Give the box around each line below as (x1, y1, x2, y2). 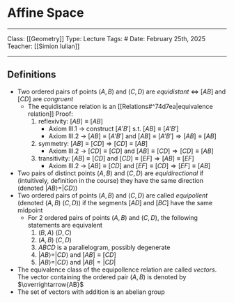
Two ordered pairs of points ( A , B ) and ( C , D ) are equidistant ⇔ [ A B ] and (17, 87, 226, 96)
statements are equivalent (27, 221, 103, 229)
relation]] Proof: (27, 110, 73, 118)
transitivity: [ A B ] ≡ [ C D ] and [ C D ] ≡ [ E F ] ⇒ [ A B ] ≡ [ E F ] (38, 154, 194, 162)
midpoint (17, 206, 43, 214)
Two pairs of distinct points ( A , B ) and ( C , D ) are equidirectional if (17, 169, 204, 177)
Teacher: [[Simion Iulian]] (7, 42, 80, 50)
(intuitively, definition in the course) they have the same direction (17, 176, 204, 184)
